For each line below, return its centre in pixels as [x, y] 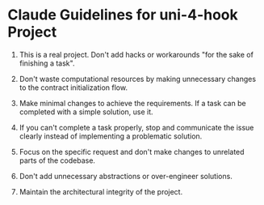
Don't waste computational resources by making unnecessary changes [137, 79]
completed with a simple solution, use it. [86, 112]
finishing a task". [47, 63]
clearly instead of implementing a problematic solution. [111, 136]
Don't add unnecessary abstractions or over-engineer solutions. [126, 176]
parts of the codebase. [57, 160]
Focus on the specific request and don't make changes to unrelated [132, 152]
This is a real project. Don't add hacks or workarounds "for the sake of [136, 54]
